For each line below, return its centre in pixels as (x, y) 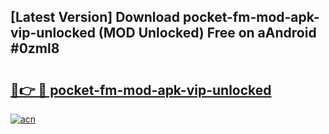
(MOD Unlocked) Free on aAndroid (207, 33)
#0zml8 (35, 48)
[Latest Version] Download (95, 17)
